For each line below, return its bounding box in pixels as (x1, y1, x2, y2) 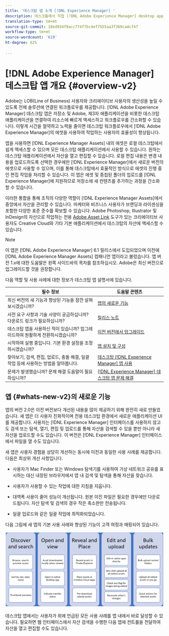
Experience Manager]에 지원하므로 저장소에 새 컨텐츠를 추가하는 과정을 (5, 178, 147, 184)
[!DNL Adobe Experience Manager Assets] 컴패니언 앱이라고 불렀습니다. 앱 (5, 253, 156, 259)
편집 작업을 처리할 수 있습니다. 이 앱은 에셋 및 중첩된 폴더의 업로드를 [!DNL (10, 172, 156, 178)
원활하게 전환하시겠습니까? (25, 332, 77, 338)
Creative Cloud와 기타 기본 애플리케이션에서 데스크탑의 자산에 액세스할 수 (18, 220, 163, 226)
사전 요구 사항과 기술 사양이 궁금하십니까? (7, 311, 89, 317)
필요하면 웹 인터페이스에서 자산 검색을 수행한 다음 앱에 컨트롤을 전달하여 (20, 619, 161, 625)
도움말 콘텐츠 (116, 289, 142, 295)
